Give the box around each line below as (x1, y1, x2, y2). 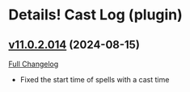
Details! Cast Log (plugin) (8, 6, 184, 24)
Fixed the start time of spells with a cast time (19, 75, 170, 84)
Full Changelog (8, 59, 59, 69)
